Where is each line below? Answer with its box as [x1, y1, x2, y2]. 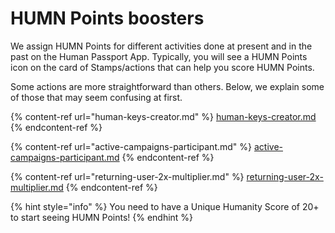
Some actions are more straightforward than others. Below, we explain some [10, 80, 325, 92]
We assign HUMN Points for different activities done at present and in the [10, 40, 313, 52]
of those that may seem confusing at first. [10, 91, 183, 103]
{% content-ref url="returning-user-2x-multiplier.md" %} [10, 170, 245, 182]
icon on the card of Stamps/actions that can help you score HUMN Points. [10, 61, 315, 73]
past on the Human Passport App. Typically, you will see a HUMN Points [10, 50, 308, 62]
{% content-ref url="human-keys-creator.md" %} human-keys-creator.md [10, 110, 317, 122]
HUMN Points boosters [10, 7, 205, 30]
